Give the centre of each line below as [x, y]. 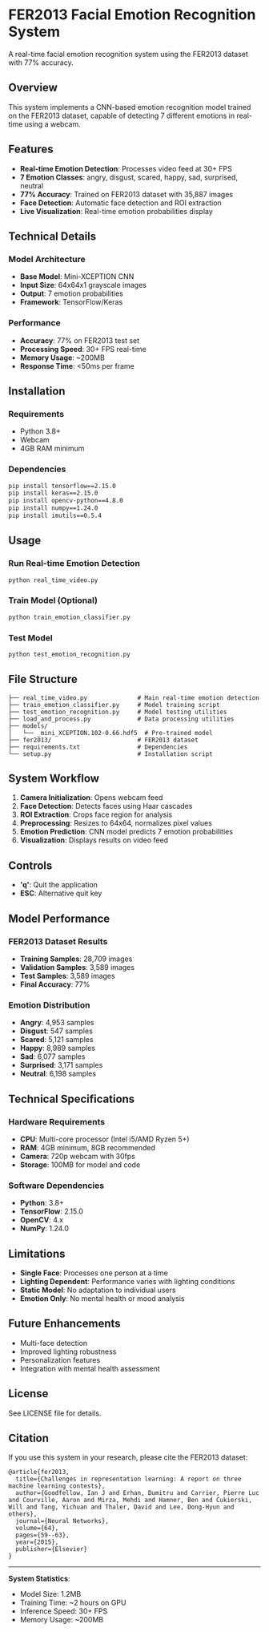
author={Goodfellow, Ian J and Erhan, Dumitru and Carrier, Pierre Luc [138, 1493]
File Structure [43, 679]
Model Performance [59, 918]
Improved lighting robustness [68, 1351]
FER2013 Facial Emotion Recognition [132, 15]
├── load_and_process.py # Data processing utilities [121, 719]
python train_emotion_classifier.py [69, 617]
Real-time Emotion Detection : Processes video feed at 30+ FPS [126, 168]
